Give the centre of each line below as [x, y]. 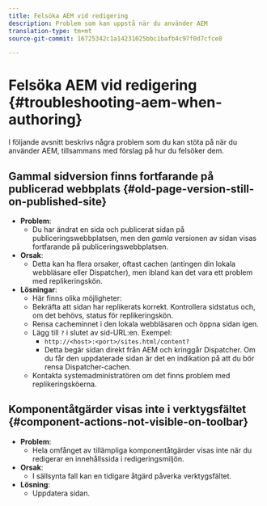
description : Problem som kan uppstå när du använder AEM [108, 23]
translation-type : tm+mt [50, 31]
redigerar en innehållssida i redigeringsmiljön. [108, 458]
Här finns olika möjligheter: [77, 298]
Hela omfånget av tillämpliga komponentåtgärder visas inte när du [142, 450]
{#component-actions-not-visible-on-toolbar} [129, 422]
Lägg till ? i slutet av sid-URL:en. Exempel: [102, 333]
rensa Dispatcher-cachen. [88, 367]
